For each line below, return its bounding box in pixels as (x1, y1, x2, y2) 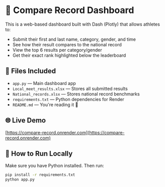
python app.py (5, 177, 35, 182)
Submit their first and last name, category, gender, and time (12, 36, 136, 42)
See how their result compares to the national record (12, 41, 122, 47)
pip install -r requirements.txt (5, 172, 75, 177)
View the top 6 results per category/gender (12, 47, 102, 53)
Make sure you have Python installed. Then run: (5, 163, 104, 169)
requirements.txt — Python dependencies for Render (12, 96, 124, 102)
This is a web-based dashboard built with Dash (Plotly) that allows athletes (5, 21, 160, 27)
